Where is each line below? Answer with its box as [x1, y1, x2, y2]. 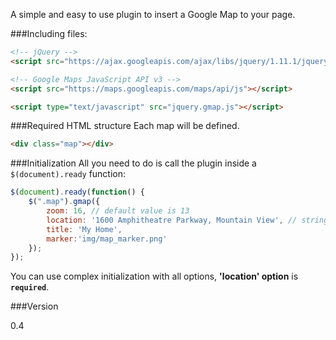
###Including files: [10, 28, 88, 39]
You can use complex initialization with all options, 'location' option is [10, 270, 299, 283]
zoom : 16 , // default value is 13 [46, 206, 190, 216]
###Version [10, 300, 59, 313]
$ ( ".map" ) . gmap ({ [28, 197, 101, 207]
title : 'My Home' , [46, 224, 123, 234]
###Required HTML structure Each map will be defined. [10, 120, 240, 132]
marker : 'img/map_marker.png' [46, 234, 168, 244]
